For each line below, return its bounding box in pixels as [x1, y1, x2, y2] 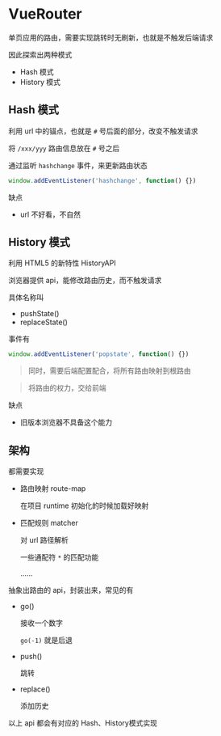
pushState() [19, 309, 60, 319]
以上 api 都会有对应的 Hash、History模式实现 [8, 718, 157, 728]
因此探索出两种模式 [8, 49, 73, 59]
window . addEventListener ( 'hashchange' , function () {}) [8, 176, 197, 184]
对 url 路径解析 [19, 535, 69, 545]
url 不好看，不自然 [19, 209, 81, 219]
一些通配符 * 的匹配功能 [19, 552, 99, 562]
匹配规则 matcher [19, 518, 79, 528]
